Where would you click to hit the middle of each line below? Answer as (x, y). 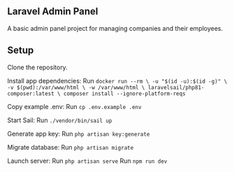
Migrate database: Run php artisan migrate (71, 147)
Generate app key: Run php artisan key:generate (79, 134)
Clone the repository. (37, 67)
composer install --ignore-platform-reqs (125, 94)
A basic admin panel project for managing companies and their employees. (115, 28)
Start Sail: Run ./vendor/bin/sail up (60, 120)
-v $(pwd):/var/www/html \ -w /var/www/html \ (76, 87)
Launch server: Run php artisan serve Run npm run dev (87, 161)
